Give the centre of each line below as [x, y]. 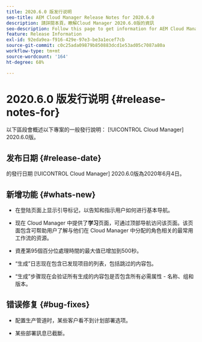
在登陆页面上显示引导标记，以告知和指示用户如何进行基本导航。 [94, 210]
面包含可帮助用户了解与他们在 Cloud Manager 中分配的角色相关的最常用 [104, 231]
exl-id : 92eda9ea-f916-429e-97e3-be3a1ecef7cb [66, 40]
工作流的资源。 [33, 238]
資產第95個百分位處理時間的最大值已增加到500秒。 [78, 251]
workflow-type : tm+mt [33, 51]
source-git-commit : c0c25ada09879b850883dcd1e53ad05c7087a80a [86, 46]
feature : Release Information [44, 34]
